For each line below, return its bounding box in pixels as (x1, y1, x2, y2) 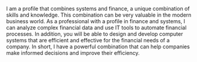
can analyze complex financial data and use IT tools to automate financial (6, 24, 187, 31)
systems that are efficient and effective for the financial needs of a (6, 37, 170, 44)
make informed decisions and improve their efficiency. (6, 49, 140, 56)
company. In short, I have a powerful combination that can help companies (6, 43, 190, 50)
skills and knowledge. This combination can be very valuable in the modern (6, 11, 192, 18)
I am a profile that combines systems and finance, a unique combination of (6, 5, 190, 12)
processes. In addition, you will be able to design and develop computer (6, 30, 183, 38)
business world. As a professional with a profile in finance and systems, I (6, 18, 186, 24)
